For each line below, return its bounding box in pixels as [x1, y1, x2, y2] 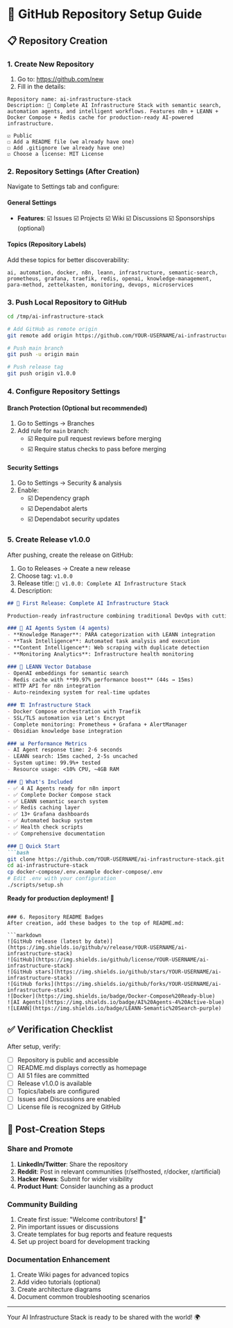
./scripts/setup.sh [7, 882, 64, 889]
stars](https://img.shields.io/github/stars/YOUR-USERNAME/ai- [35, 968, 222, 975]
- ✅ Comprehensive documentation [7, 830, 105, 837]
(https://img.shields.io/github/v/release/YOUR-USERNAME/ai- [7, 944, 188, 951]
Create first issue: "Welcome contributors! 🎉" [17, 1215, 147, 1224]
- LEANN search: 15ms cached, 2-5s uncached [7, 753, 138, 760]
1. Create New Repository [7, 59, 94, 69]
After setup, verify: [7, 1042, 61, 1051]
